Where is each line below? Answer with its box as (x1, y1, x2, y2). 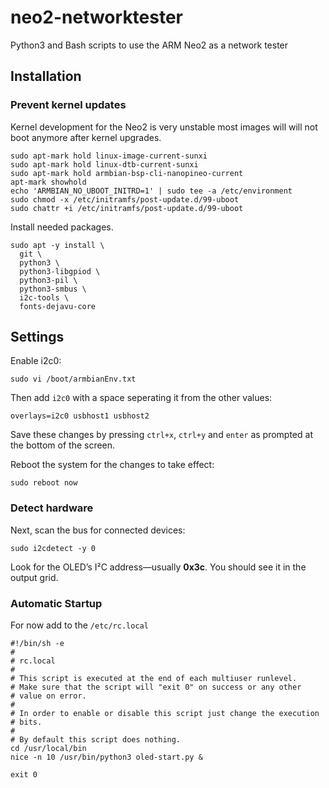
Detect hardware (10, 501, 94, 515)
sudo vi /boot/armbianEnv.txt (10, 374, 137, 385)
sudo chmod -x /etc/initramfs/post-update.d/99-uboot (10, 194, 240, 205)
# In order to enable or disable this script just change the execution (10, 709, 320, 719)
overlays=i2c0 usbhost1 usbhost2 (10, 411, 150, 421)
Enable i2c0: (10, 355, 62, 367)
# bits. (10, 717, 43, 728)
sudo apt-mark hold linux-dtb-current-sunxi (10, 159, 199, 170)
